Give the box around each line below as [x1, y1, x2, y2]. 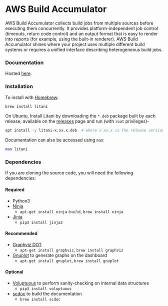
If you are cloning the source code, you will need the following [5, 170, 133, 176]
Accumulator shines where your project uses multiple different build [5, 41, 145, 47]
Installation [5, 83, 33, 90]
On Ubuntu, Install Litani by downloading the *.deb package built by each [5, 113, 156, 119]
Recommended [5, 230, 37, 236]
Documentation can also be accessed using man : [5, 137, 105, 143]
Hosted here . [5, 70, 32, 76]
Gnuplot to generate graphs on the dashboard [12, 252, 107, 258]
